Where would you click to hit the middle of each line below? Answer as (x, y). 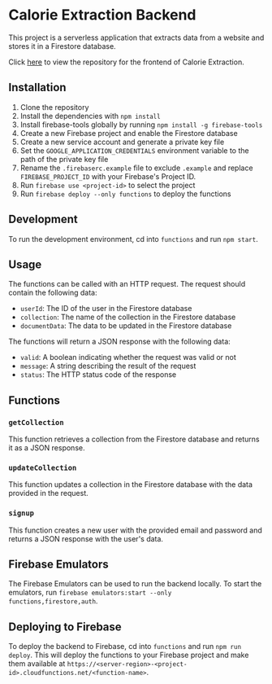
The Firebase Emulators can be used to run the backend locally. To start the (135, 584)
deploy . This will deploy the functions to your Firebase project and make (129, 655)
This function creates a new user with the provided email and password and (135, 530)
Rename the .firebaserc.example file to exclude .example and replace (136, 168)
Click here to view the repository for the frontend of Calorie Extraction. (127, 62)
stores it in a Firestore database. (62, 46)
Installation (37, 88)
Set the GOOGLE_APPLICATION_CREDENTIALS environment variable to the (134, 150)
